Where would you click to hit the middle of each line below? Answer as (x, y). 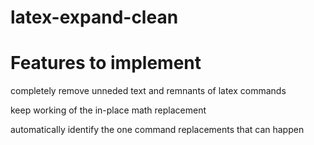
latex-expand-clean (94, 17)
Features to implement (106, 63)
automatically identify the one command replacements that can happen (157, 130)
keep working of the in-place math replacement (108, 110)
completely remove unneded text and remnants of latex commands (148, 91)
